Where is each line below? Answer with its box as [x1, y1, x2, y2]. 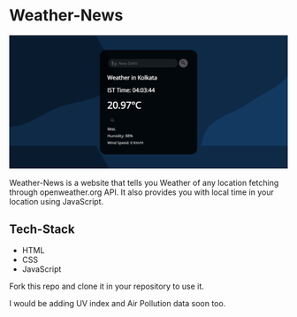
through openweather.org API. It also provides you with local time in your [9, 187, 274, 197]
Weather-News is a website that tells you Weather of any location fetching [9, 177, 279, 188]
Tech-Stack [9, 222, 75, 236]
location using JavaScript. [9, 196, 104, 206]
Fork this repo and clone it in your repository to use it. [9, 281, 205, 292]
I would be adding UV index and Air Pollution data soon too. [9, 298, 226, 309]
